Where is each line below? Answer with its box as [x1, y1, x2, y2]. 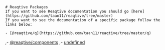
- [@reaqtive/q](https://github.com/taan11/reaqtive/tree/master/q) [5, 31, 151, 36]
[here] [130, 9, 144, 14]
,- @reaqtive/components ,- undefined [5, 40, 85, 45]
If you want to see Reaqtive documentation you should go [5, 9, 129, 14]
